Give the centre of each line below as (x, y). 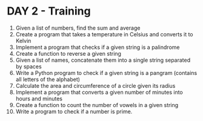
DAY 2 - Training (49, 11)
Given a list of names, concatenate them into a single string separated (103, 60)
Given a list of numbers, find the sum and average (78, 28)
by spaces (28, 66)
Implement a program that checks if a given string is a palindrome (98, 47)
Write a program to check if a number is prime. (74, 111)
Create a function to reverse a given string (68, 53)
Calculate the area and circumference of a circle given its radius (95, 85)
